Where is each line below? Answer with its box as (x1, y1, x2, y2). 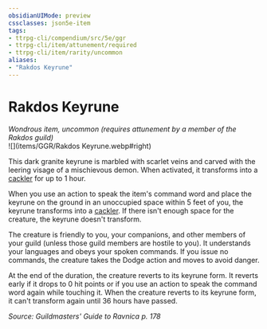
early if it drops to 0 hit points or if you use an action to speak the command (8, 279, 257, 288)
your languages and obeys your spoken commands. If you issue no (8, 246, 229, 256)
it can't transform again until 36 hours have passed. (8, 296, 178, 305)
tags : (8, 26, 26, 34)
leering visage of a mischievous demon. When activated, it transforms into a (8, 165, 258, 174)
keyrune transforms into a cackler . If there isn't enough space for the (8, 206, 234, 215)
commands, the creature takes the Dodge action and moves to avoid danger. (8, 255, 260, 264)
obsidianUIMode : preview (8, 11, 91, 20)
